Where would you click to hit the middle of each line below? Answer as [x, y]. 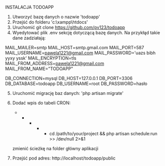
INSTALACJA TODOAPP [29, 7]
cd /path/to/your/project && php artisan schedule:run [103, 133]
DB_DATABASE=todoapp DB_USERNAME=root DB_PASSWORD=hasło [76, 83]
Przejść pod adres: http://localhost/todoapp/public [64, 158]
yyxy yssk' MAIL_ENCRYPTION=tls [41, 58]
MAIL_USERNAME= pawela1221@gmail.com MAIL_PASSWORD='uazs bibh [81, 53]
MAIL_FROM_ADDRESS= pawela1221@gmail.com [55, 63]
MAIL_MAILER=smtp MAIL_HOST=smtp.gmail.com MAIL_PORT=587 [75, 47]
